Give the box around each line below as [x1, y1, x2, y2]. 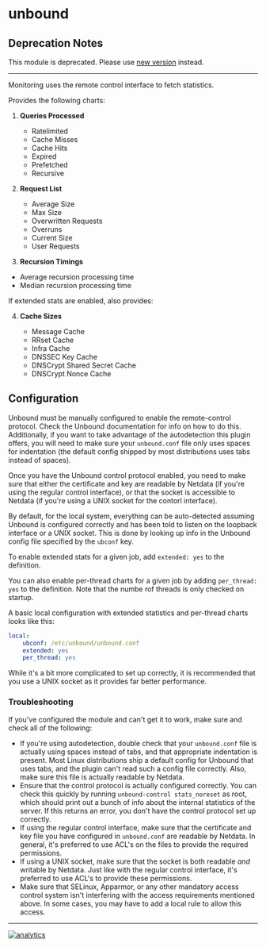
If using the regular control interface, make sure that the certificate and [19, 822, 252, 832]
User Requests [31, 241, 80, 251]
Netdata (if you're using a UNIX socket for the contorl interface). [8, 495, 218, 505]
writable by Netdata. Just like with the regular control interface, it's [19, 864, 237, 874]
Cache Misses [31, 135, 78, 144]
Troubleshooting [8, 696, 74, 707]
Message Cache [31, 327, 85, 336]
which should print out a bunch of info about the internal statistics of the [19, 797, 256, 806]
